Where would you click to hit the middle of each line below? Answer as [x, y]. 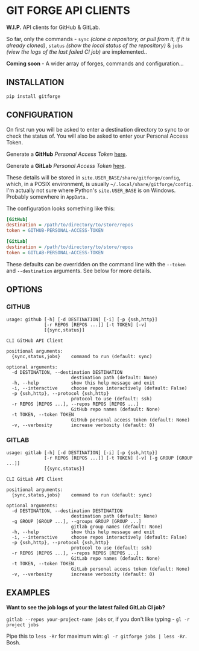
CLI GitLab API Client [35, 479]
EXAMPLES [28, 593]
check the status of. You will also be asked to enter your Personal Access [97, 136]
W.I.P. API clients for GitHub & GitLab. [53, 27]
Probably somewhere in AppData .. [47, 196]
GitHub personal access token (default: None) [130, 420]
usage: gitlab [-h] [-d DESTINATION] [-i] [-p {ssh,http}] [82, 453]
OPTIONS [24, 290]
